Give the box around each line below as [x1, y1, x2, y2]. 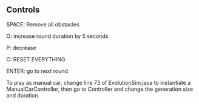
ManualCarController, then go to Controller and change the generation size [6, 85, 193, 93]
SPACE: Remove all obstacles [6, 20, 80, 28]
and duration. [6, 91, 40, 99]
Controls [6, 5, 40, 15]
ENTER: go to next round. [6, 67, 70, 75]
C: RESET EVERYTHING [6, 55, 66, 63]
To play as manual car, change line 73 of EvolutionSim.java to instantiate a [6, 79, 191, 86]
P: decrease [6, 44, 36, 51]
